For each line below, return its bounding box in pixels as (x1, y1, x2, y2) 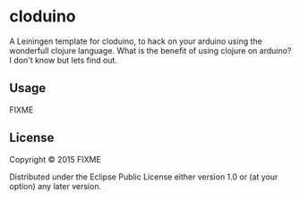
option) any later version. (9, 180, 101, 191)
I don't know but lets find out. (9, 54, 118, 65)
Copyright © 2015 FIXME (9, 154, 101, 164)
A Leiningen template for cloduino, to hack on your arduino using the (9, 36, 262, 46)
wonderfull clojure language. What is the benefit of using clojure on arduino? (9, 45, 292, 55)
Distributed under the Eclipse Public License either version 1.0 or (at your (9, 171, 279, 182)
